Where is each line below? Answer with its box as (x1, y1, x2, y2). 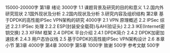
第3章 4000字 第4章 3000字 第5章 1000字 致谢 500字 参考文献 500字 (15, 42, 160, 48)
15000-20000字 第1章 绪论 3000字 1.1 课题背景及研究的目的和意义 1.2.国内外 (5, 5, 164, 10)
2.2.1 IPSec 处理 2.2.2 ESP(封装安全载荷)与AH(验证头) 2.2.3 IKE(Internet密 (11, 23, 165, 29)
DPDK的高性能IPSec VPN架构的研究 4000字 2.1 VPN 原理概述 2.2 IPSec (9, 17, 159, 23)
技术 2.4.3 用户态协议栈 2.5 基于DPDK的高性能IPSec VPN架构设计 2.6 (9, 36, 155, 42)
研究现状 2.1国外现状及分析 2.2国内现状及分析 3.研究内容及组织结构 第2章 (5, 11, 158, 17)
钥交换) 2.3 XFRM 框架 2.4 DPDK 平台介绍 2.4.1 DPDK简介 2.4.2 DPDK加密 (5, 30, 160, 35)
